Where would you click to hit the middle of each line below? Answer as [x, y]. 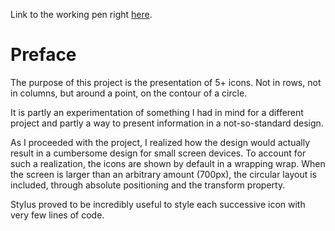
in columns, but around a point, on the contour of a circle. [129, 93]
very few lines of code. [57, 215]
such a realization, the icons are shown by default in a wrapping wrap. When [168, 163]
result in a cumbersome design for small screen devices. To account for [158, 153]
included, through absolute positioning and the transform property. [148, 185]
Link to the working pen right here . [81, 14]
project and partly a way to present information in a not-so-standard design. [167, 123]
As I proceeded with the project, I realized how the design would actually [160, 142]
